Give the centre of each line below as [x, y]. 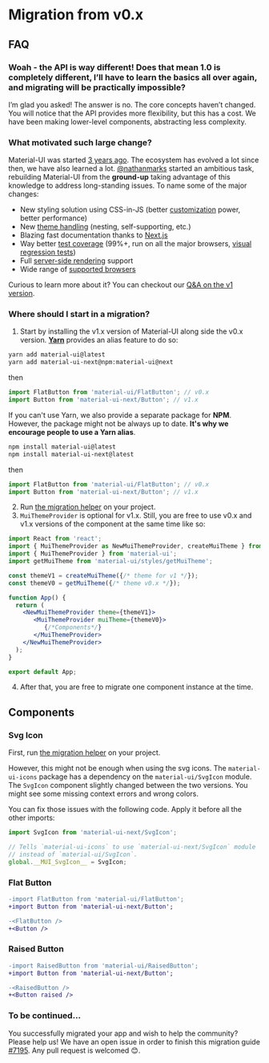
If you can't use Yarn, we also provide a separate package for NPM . [120, 415]
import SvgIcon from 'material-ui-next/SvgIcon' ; [93, 833]
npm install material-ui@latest [62, 447]
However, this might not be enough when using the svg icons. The [117, 769]
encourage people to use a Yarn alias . [72, 432]
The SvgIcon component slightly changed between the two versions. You [128, 785]
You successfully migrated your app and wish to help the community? [123, 1033]
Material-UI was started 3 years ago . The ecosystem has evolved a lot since [134, 160]
